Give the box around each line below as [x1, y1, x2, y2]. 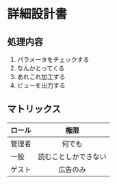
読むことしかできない [38, 152, 107, 161]
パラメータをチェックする [16, 56, 90, 63]
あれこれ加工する [16, 73, 66, 81]
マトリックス [7, 103, 62, 115]
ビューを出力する [16, 81, 66, 90]
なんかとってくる [16, 64, 65, 72]
